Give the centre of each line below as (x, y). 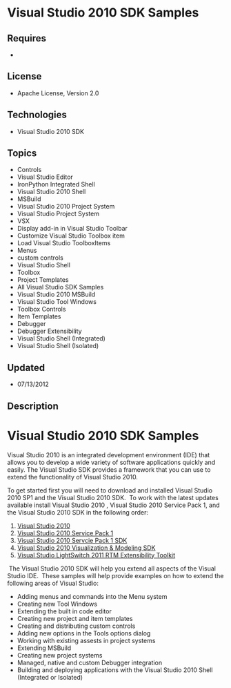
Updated (26, 367)
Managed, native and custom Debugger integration (90, 662)
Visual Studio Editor (45, 177)
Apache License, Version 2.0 (58, 93)
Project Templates (43, 280)
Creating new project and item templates (75, 618)
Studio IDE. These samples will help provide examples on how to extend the (115, 575)
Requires (27, 38)
